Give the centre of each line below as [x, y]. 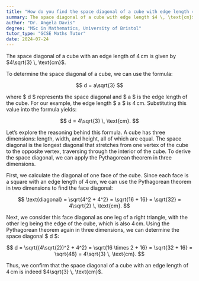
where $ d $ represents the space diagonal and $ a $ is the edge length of [97, 97]
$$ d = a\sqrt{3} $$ [99, 85]
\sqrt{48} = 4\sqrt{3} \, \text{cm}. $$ [99, 254]
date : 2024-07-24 [28, 39]
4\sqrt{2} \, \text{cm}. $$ [99, 206]
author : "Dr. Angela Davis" [41, 23]
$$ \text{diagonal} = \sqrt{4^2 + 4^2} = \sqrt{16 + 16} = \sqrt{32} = [99, 199]
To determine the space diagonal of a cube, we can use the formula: [89, 74]
